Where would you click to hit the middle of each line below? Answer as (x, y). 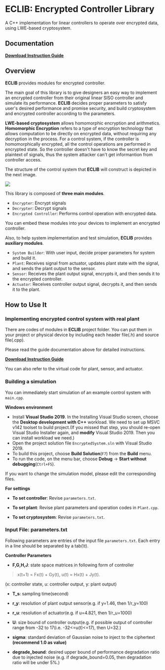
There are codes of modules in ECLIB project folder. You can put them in (79, 330)
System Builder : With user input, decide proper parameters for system (83, 252)
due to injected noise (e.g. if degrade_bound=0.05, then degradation (82, 657)
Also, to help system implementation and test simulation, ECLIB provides (79, 237)
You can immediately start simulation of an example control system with (78, 392)
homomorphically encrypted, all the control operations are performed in (78, 144)
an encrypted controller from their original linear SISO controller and (74, 98)
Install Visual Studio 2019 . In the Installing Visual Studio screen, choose (85, 417)
